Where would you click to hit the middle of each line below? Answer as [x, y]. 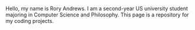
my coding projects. [30, 21]
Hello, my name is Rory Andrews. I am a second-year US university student [97, 9]
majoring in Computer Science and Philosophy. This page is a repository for [97, 15]
